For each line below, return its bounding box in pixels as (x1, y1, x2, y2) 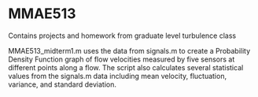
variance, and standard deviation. (8, 80, 116, 89)
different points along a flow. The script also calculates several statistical (8, 62, 244, 72)
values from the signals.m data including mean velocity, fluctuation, (8, 71, 227, 80)
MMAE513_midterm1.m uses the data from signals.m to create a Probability (8, 46, 251, 55)
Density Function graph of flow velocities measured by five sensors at (8, 54, 235, 64)
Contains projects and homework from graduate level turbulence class (8, 31, 237, 40)
